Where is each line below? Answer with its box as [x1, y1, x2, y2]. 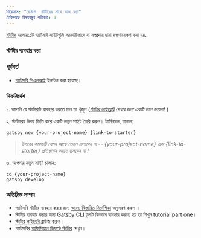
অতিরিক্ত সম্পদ [6, 190, 35, 199]
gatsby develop [6, 176, 45, 183]
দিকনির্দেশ [6, 92, 25, 100]
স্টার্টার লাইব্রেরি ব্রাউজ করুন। [14, 218, 65, 225]
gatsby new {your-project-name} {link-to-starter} [6, 130, 136, 136]
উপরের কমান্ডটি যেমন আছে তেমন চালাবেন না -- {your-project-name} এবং [21, 140, 165, 148]
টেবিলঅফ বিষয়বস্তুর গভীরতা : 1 [6, 14, 57, 21]
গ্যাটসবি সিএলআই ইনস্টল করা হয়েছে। [14, 76, 82, 83]
